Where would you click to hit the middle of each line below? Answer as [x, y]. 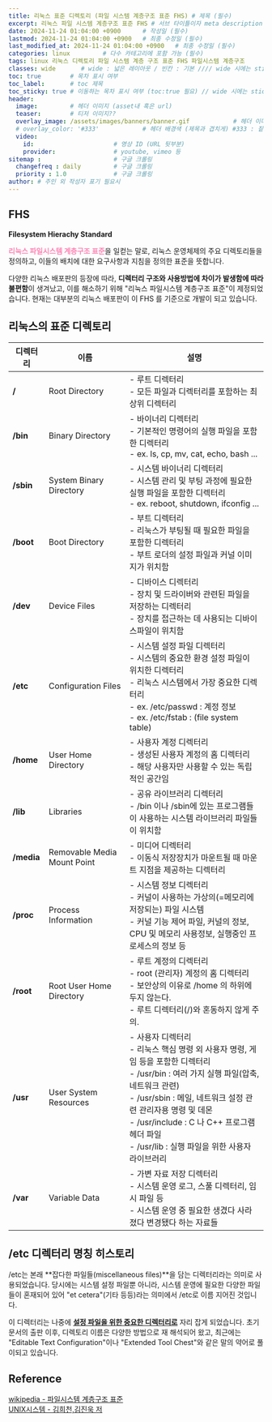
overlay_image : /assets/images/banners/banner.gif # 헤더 [134, 122]
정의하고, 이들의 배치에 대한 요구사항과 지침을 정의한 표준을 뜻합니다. [116, 261]
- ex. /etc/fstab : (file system [184, 717]
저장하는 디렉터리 [160, 606]
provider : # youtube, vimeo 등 [102, 152]
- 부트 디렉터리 [157, 518]
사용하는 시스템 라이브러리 [186, 818]
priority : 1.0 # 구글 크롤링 [84, 174]
